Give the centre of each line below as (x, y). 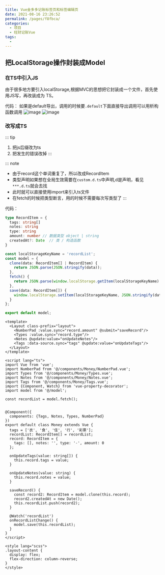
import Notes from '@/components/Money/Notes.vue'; (59, 378)
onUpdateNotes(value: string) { (43, 473)
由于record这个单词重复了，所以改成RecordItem (61, 173)
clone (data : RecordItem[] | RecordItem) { (54, 263)
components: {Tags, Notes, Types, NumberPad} (57, 416)
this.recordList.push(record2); (47, 503)
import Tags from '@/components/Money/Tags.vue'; (57, 382)
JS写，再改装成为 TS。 (32, 96)
